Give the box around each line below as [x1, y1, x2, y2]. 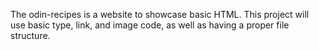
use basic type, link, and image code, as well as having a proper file [10, 19, 290, 31]
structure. [10, 30, 51, 41]
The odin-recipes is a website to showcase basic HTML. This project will [10, 9, 310, 20]
